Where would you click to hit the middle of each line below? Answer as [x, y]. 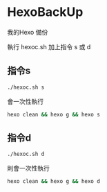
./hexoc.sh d [26, 154]
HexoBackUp [45, 12]
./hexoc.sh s [26, 87]
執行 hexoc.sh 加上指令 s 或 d [49, 46]
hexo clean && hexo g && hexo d [53, 182]
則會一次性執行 [28, 168]
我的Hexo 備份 [28, 32]
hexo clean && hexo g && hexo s [53, 114]
